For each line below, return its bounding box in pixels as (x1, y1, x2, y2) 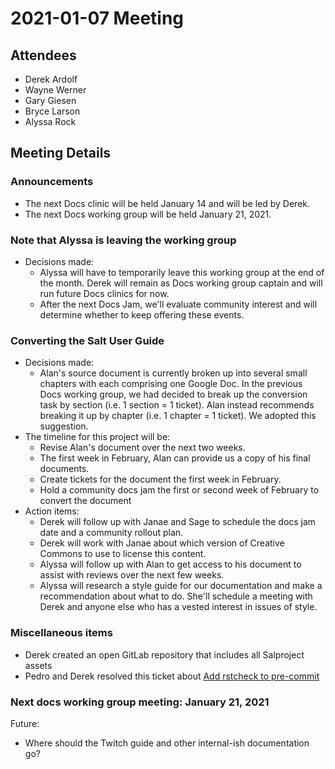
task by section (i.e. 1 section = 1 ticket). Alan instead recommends (39, 399, 315, 411)
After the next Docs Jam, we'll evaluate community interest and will (39, 298, 318, 310)
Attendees (10, 47, 77, 64)
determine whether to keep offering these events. (39, 308, 245, 321)
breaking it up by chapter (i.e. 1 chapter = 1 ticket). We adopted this (39, 410, 317, 422)
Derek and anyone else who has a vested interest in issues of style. (39, 601, 318, 613)
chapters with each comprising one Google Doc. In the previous (39, 378, 303, 390)
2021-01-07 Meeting (10, 7, 185, 30)
